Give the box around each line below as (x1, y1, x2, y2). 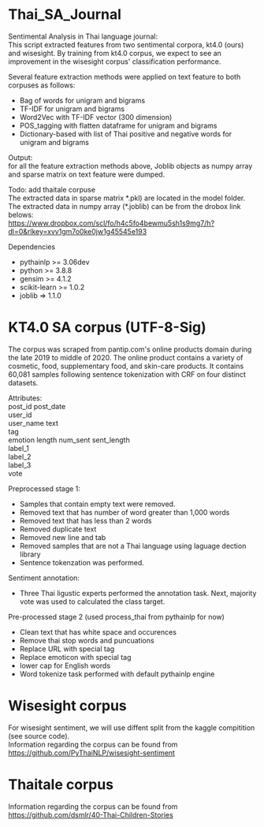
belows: (8, 210, 34, 219)
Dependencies (8, 242, 56, 251)
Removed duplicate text (19, 524, 97, 534)
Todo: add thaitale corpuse (8, 184, 96, 194)
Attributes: (8, 393, 43, 403)
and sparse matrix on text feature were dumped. (8, 169, 165, 179)
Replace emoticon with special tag (19, 652, 132, 661)
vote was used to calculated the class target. (19, 597, 165, 606)
